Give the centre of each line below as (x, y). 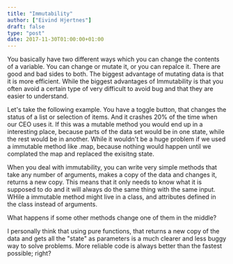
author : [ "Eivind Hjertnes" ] (49, 20)
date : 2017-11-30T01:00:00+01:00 (56, 40)
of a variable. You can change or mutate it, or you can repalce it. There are (114, 67)
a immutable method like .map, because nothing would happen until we (109, 147)
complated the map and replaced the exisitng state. (81, 154)
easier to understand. (38, 96)
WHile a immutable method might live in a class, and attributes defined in (112, 197)
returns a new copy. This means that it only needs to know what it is (105, 182)
